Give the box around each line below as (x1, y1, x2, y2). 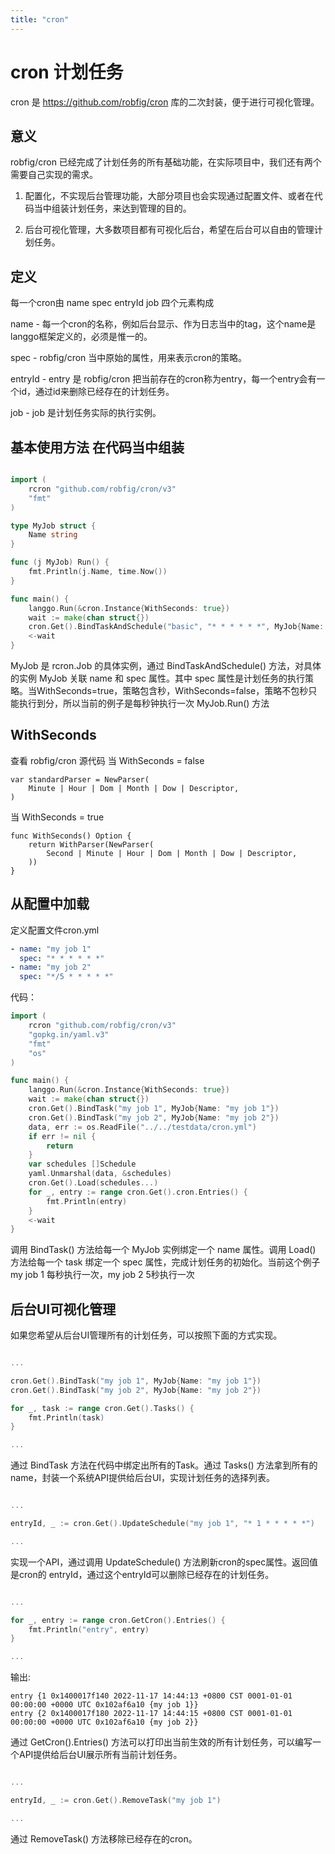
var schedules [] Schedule (28, 1159, 137, 1170)
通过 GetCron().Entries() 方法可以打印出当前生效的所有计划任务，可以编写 (10, 1736, 313, 1748)
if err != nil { (28, 1131, 97, 1141)
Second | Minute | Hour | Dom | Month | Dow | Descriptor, (46, 848, 298, 858)
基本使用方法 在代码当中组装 (10, 439, 185, 456)
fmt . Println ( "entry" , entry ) (28, 1624, 150, 1635)
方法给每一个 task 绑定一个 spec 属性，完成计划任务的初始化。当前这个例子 (10, 1256, 321, 1268)
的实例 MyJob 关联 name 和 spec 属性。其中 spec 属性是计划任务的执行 (10, 672, 305, 684)
